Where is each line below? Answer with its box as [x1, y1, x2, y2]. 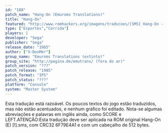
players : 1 [5, 31, 28, 36]
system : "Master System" [5, 86, 58, 92]
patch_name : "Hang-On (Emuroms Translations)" [5, 12, 105, 17]
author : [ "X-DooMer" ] [5, 49, 51, 54]
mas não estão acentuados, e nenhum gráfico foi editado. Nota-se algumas [5, 106, 162, 112]
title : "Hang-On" [5, 17, 42, 22]
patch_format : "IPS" [5, 73, 49, 78]
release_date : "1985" [5, 45, 51, 50]
